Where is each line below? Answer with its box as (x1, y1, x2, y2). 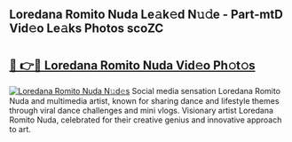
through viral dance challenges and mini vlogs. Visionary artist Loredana (9, 106, 273, 115)
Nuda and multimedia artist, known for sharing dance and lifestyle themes (9, 96, 280, 106)
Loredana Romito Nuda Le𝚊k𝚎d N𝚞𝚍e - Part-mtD (9, 7, 284, 22)
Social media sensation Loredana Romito (131, 86, 281, 96)
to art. (9, 124, 31, 134)
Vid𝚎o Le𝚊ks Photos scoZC (9, 21, 164, 36)
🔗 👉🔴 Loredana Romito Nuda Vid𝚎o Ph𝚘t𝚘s (9, 58, 256, 73)
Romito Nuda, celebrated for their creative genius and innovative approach (9, 114, 282, 125)
